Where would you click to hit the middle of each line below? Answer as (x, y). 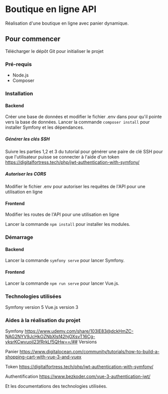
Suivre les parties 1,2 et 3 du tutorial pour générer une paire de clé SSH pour (84, 151)
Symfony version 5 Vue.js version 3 (42, 307)
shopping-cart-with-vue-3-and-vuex (43, 357)
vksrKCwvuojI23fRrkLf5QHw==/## (41, 342)
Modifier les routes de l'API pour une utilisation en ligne (62, 214)
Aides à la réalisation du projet (43, 320)
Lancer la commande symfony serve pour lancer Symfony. (65, 261)
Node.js (21, 75)
